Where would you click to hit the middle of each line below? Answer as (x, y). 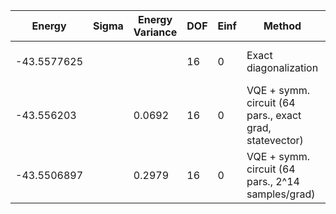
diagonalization (282, 67)
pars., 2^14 (273, 181)
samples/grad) (281, 194)
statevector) (275, 140)
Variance (155, 32)
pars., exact (274, 115)
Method (282, 26)
